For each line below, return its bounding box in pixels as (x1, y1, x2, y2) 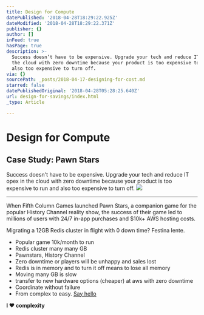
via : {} (6, 71, 26, 77)
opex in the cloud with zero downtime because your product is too (6, 177, 172, 185)
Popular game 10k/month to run (15, 238, 94, 246)
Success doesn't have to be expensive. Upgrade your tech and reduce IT (6, 171, 189, 178)
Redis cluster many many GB (15, 245, 87, 252)
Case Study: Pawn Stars (6, 155, 100, 165)
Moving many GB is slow (15, 271, 77, 278)
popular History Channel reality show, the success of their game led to (6, 208, 183, 215)
